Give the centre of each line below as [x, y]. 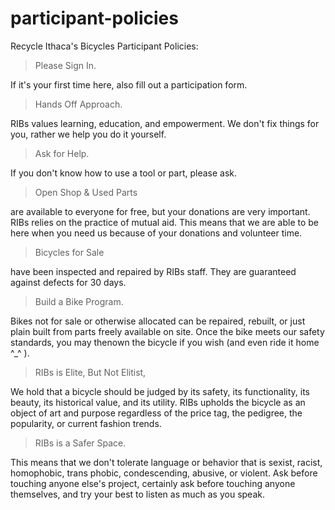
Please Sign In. [65, 65]
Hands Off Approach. [78, 104]
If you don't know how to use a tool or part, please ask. [124, 173]
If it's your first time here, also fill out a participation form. [129, 84]
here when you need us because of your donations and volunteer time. [156, 233]
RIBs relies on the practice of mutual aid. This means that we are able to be [164, 222]
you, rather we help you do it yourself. [88, 134]
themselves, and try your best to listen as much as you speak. [137, 494]
